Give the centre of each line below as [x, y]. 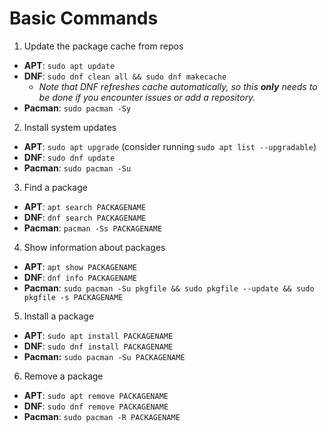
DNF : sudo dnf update [69, 157]
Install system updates [70, 127]
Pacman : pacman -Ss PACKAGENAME [93, 228]
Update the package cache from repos [103, 46]
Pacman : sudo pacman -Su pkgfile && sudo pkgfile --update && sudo [169, 288]
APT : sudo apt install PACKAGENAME [98, 335]
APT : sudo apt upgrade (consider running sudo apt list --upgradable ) [170, 146]
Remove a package [63, 376]
